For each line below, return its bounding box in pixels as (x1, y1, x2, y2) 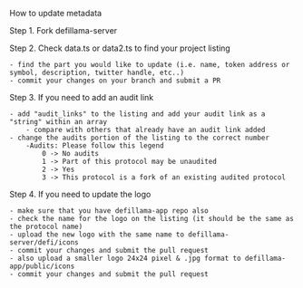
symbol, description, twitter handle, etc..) (9, 68, 184, 77)
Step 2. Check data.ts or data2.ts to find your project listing (9, 43, 231, 53)
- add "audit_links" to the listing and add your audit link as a (9, 110, 266, 119)
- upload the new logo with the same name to (9, 230, 184, 239)
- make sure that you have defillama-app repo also (9, 206, 209, 216)
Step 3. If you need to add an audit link (9, 92, 154, 102)
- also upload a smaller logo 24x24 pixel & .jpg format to (9, 254, 242, 263)
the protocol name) (9, 222, 83, 231)
